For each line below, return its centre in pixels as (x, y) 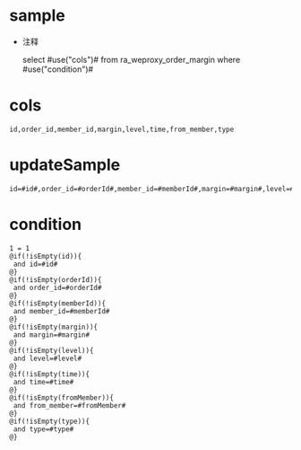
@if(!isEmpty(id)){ (46, 256)
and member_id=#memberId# (61, 311)
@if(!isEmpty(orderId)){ (56, 279)
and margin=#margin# (52, 335)
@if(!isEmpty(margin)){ (54, 327)
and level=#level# (47, 358)
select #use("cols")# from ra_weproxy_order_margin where (131, 59)
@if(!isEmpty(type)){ (50, 421)
